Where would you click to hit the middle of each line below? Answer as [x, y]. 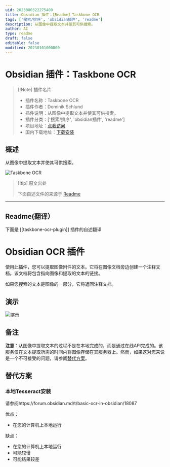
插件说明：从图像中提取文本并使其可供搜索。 [72, 113]
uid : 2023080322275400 [29, 10]
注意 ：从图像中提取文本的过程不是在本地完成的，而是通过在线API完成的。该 [84, 345]
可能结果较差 [26, 459]
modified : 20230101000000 [32, 48]
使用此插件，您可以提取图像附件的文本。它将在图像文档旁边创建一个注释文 [83, 267]
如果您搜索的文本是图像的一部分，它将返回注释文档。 [61, 284]
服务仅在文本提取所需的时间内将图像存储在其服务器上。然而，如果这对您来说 [85, 352]
